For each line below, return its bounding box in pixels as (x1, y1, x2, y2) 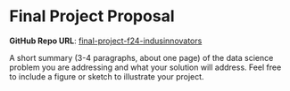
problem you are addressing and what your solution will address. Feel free (9, 62, 282, 72)
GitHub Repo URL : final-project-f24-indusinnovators (9, 35, 203, 46)
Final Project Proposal (9, 6, 175, 27)
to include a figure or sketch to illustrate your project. (9, 71, 204, 81)
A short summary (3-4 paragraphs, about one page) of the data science (9, 52, 274, 63)
